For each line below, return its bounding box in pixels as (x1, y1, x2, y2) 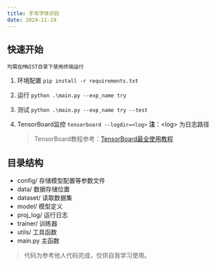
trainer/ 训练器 (16, 219, 58, 228)
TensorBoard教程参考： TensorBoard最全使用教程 (34, 135, 173, 143)
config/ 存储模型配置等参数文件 (16, 177, 106, 185)
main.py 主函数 (16, 236, 60, 245)
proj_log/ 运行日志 (16, 211, 69, 219)
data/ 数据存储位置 (16, 185, 70, 193)
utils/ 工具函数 (16, 228, 57, 236)
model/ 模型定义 (16, 202, 63, 210)
